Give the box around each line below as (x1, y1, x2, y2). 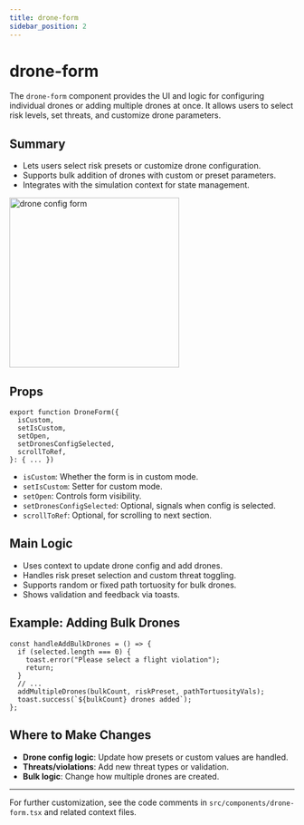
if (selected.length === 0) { (17, 647, 131, 656)
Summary (9, 136, 66, 151)
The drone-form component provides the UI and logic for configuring (9, 91, 265, 102)
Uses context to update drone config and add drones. (22, 559, 223, 571)
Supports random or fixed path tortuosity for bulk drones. (22, 579, 237, 590)
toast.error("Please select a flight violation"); (25, 655, 221, 665)
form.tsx (9, 808, 43, 817)
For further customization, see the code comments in (9, 797, 208, 808)
